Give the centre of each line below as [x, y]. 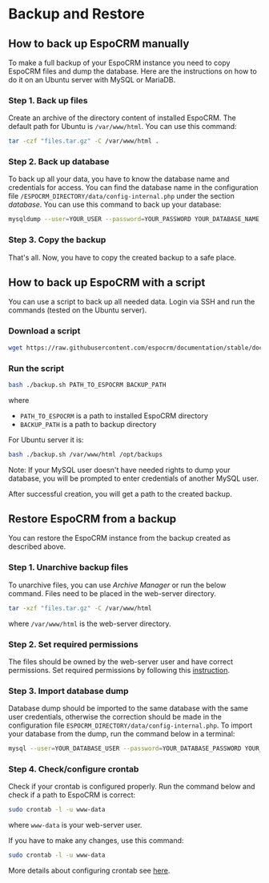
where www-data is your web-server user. [75, 825]
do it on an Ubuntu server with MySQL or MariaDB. [92, 80]
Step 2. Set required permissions [73, 644]
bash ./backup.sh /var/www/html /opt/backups [85, 454]
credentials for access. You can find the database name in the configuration [133, 187]
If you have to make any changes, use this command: [96, 841]
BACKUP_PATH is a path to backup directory [88, 424]
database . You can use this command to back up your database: [115, 204]
